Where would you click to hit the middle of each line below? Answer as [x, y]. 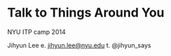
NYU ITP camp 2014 [36, 32]
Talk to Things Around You [86, 13]
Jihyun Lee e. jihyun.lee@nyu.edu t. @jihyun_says [79, 45]
